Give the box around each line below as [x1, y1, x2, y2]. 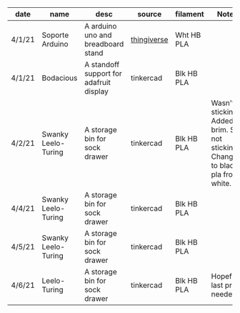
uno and [84, 30, 112, 40]
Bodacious [41, 73, 78, 83]
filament [174, 9, 205, 19]
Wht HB [174, 30, 201, 40]
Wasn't [211, 98, 235, 108]
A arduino [84, 21, 117, 31]
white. [211, 179, 232, 188]
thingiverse [131, 35, 169, 44]
